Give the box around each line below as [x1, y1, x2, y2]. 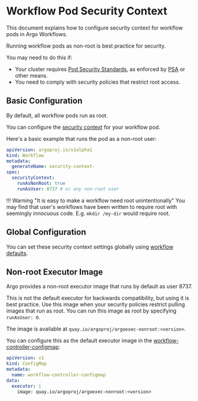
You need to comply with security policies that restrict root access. [14, 78, 181, 85]
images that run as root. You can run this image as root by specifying [6, 307, 177, 314]
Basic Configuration [6, 96, 83, 106]
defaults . [6, 249, 28, 256]
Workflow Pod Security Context [6, 4, 167, 18]
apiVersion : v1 [6, 355, 44, 361]
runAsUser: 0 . [6, 314, 40, 321]
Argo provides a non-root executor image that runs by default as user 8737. [6, 283, 193, 290]
